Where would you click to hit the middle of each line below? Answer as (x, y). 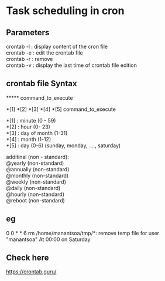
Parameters (28, 33)
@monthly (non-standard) (37, 175)
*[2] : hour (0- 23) (28, 127)
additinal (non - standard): (37, 157)
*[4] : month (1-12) (29, 139)
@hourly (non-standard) (35, 194)
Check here (27, 258)
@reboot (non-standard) (36, 200)
